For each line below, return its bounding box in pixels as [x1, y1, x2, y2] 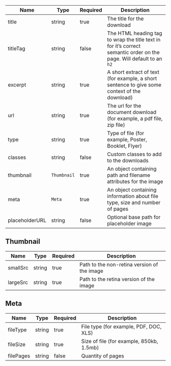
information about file [107, 193, 159, 200]
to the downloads [107, 157, 149, 164]
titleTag [8, 45, 25, 52]
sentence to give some [107, 81, 162, 88]
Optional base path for [107, 214, 161, 220]
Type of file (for [107, 130, 145, 136]
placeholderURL [8, 217, 47, 223]
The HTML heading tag [107, 30, 162, 37]
